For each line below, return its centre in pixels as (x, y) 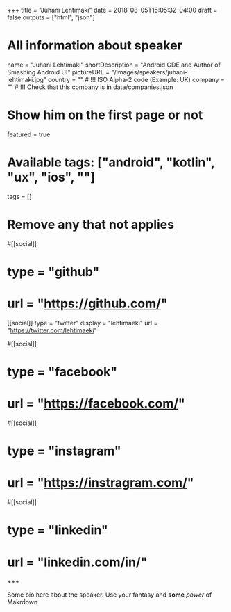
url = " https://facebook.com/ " (96, 404)
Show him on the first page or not (105, 115)
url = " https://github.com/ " (87, 304)
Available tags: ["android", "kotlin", (111, 162)
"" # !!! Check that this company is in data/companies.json (90, 87)
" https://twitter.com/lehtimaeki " (52, 330)
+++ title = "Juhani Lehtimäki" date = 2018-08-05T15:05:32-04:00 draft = (112, 10)
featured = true (29, 134)
